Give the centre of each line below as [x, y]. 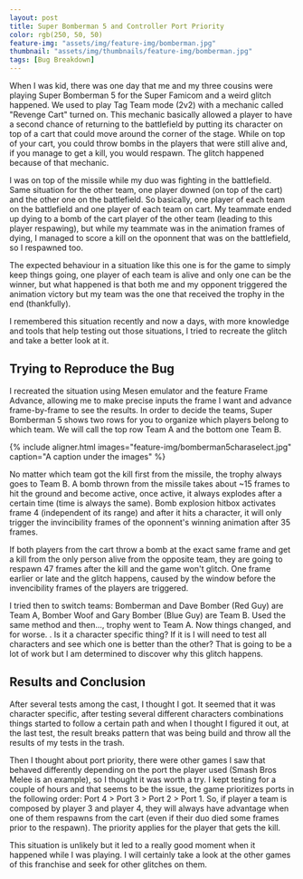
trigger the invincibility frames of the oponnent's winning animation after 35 [150, 522]
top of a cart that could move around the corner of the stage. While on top [147, 134]
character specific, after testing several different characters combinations [147, 713]
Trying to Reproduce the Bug [92, 369]
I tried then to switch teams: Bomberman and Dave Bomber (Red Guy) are [147, 605]
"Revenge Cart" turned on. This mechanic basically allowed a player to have [151, 115]
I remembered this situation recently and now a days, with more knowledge [149, 321]
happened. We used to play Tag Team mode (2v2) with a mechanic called [147, 105]
